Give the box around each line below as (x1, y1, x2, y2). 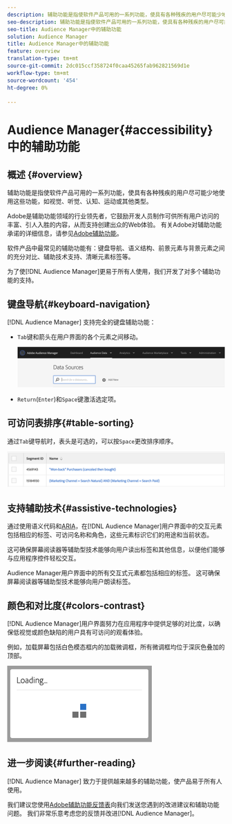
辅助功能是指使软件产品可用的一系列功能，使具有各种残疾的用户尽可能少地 (7, 189, 219, 197)
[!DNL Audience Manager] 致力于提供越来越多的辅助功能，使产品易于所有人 (7, 777, 222, 785)
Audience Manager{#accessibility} (7, 122, 213, 138)
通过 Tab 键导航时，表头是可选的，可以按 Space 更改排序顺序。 (7, 437, 177, 445)
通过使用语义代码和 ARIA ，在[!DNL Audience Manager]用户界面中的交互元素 (7, 522, 222, 530)
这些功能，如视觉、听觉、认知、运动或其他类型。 (12, 198, 153, 206)
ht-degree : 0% (7, 84, 48, 91)
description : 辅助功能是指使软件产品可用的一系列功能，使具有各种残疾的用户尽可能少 (7, 11, 222, 18)
